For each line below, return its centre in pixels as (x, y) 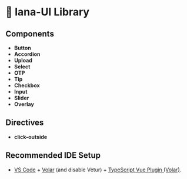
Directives (25, 123)
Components (30, 34)
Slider (21, 98)
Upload (23, 60)
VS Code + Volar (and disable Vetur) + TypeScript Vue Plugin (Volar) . (98, 170)
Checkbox (27, 85)
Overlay (24, 104)
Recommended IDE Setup (53, 155)
